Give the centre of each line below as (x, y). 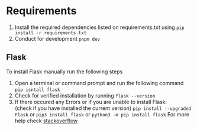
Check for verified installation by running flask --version (85, 95)
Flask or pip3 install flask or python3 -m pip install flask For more (102, 114)
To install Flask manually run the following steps (64, 71)
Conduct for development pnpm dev (57, 38)
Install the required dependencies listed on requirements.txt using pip (99, 27)
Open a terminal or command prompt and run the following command (99, 83)
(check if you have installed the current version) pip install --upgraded (103, 108)
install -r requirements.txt (51, 33)
